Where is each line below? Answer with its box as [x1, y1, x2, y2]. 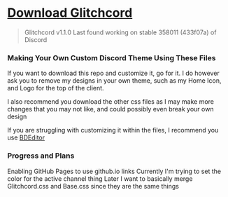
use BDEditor [7, 133, 45, 142]
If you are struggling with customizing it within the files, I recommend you [7, 126, 219, 135]
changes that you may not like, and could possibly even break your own [7, 105, 214, 114]
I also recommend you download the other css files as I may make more [7, 97, 215, 106]
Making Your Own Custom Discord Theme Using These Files [7, 53, 216, 62]
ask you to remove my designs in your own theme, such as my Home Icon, [7, 76, 222, 85]
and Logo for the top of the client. [7, 84, 104, 93]
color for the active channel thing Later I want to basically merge [7, 174, 193, 183]
